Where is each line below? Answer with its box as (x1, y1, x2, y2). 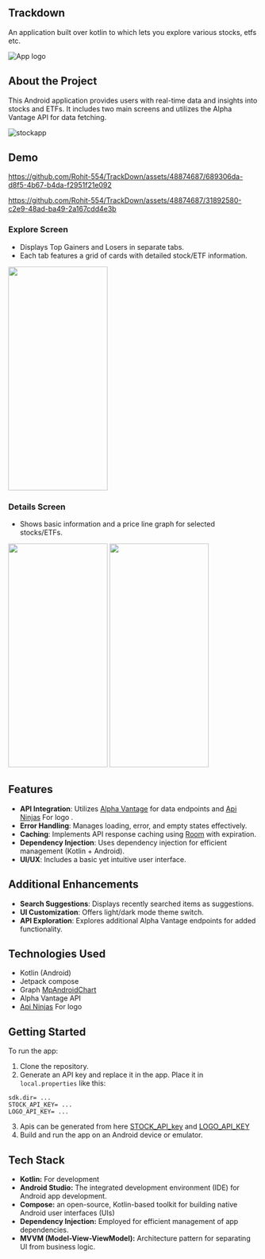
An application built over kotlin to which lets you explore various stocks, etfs (8, 27, 257, 37)
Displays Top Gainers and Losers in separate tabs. (19, 242, 185, 251)
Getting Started (8, 1025, 86, 1039)
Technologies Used (8, 947, 106, 961)
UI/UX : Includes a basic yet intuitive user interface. (19, 854, 186, 864)
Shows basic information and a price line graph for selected (19, 519, 216, 529)
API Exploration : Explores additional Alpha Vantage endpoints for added (19, 915, 256, 925)
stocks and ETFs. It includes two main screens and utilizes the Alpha (8, 103, 232, 114)
